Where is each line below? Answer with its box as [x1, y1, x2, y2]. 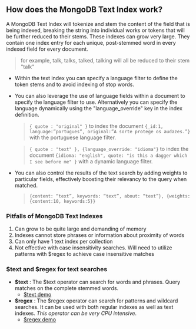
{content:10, [29, 198, 62, 204]
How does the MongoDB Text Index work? [6, 5, 163, 15]
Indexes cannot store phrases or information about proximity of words [14, 232, 185, 239]
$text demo [23, 291, 52, 298]
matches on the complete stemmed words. [14, 285, 119, 292]
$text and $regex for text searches [6, 265, 108, 274]
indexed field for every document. [6, 45, 88, 52]
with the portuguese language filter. [29, 134, 117, 141]
